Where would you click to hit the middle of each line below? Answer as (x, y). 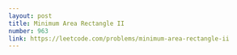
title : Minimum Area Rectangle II (67, 23)
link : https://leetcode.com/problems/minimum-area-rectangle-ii (119, 38)
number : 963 (28, 31)
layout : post (30, 16)
